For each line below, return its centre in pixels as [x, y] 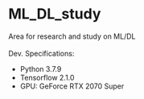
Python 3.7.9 [41, 68]
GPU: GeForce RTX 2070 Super [72, 86]
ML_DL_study [55, 14]
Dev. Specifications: [41, 53]
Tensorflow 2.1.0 [47, 77]
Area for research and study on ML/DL [72, 36]
